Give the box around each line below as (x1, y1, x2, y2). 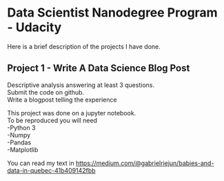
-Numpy (7, 131, 31, 139)
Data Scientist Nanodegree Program (7, 5, 218, 21)
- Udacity (7, 19, 62, 35)
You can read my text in (7, 159, 74, 167)
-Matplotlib (7, 145, 39, 153)
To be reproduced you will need (7, 116, 98, 124)
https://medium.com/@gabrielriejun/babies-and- (75, 159, 214, 167)
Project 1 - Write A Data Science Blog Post (7, 62, 190, 74)
